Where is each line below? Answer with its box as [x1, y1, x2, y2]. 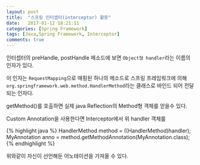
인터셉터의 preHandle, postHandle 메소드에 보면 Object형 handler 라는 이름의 [6, 54, 191, 61]
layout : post [6, 8, 39, 15]
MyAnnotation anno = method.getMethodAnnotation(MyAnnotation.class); [6, 134, 190, 140]
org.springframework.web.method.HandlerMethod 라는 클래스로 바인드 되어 [6, 82, 183, 89]
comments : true [6, 37, 45, 43]
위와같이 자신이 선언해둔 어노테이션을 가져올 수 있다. [6, 152, 128, 160]
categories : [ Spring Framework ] [6, 25, 87, 32]
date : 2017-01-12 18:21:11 [6, 20, 80, 26]
